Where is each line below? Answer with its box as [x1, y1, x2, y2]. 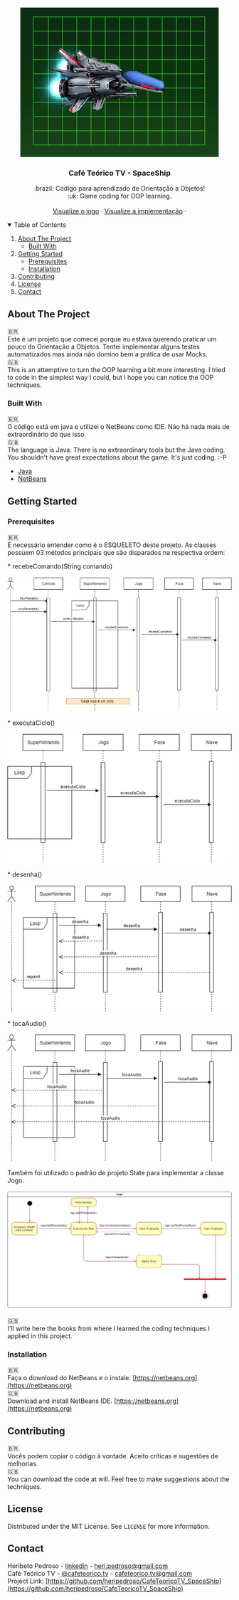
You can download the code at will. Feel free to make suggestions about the [7, 1475, 230, 1483]
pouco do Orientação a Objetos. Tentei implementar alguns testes [7, 342, 201, 351]
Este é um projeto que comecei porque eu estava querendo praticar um [7, 335, 217, 344]
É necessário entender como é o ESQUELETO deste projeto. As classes [7, 541, 217, 549]
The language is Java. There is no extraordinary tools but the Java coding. [7, 445, 225, 455]
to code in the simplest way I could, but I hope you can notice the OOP [7, 373, 214, 382]
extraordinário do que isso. [7, 430, 87, 439]
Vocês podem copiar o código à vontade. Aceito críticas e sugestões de [7, 1451, 219, 1460]
